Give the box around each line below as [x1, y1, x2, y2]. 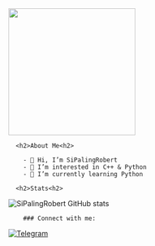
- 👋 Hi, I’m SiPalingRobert [23, 156, 118, 164]
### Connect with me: [23, 214, 96, 222]
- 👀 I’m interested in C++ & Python [23, 163, 148, 171]
